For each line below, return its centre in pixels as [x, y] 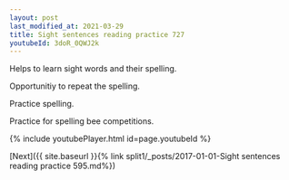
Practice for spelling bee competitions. [82, 121]
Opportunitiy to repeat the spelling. [75, 86]
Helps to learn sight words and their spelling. [93, 69]
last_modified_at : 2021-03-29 [67, 26]
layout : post [34, 18]
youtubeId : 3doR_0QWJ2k [55, 43]
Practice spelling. [42, 104]
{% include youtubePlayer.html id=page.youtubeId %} [110, 139]
